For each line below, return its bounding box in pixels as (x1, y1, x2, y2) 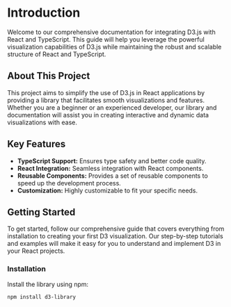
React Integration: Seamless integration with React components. (17, 164, 204, 172)
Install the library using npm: (7, 280, 89, 288)
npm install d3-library (7, 293, 77, 300)
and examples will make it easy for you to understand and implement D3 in (7, 240, 221, 248)
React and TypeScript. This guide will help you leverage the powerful (7, 35, 205, 43)
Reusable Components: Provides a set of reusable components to (17, 172, 209, 180)
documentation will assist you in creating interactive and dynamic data (7, 110, 209, 119)
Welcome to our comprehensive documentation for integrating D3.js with (7, 28, 216, 36)
